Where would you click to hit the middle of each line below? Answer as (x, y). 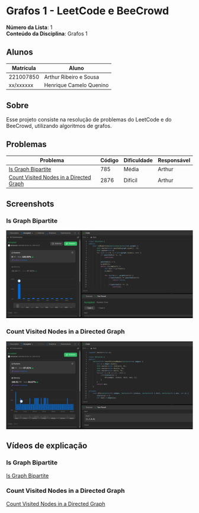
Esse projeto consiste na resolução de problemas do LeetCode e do (89, 120)
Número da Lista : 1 (29, 27)
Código (110, 161)
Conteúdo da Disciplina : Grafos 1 (47, 33)
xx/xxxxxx (21, 85)
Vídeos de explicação (47, 446)
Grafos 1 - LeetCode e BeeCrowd (88, 11)
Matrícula (24, 68)
